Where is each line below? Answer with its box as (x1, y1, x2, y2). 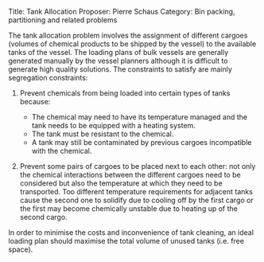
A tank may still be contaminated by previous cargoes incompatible (31, 138, 252, 147)
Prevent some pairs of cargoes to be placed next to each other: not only (19, 162, 256, 170)
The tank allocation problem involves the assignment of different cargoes (8, 31, 248, 40)
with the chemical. (31, 147, 92, 155)
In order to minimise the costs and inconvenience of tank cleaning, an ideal (8, 228, 254, 237)
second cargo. (19, 213, 68, 221)
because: (19, 97, 51, 106)
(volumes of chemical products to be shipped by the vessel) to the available (8, 39, 257, 49)
